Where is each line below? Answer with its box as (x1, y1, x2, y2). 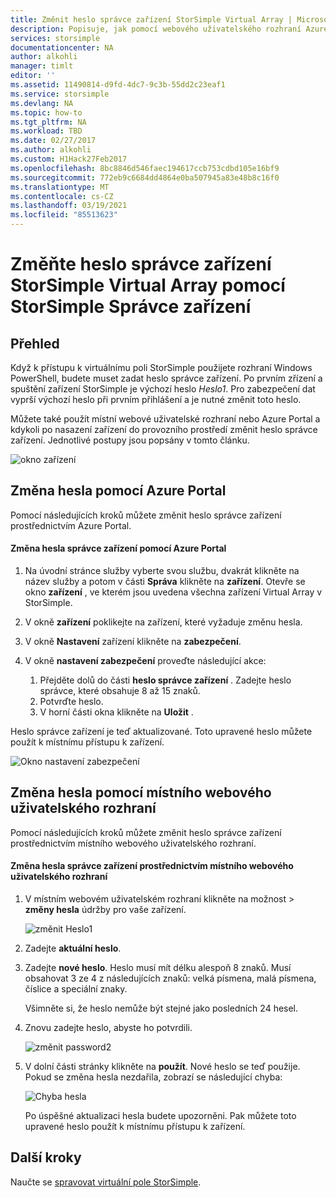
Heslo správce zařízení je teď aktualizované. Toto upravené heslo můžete (10, 726, 313, 738)
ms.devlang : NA (10, 98, 74, 108)
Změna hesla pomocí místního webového (10, 784, 272, 801)
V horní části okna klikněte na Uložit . (39, 706, 194, 718)
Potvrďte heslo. (39, 696, 104, 708)
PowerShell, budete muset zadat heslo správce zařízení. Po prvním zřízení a (10, 372, 323, 384)
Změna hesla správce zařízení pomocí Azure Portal (10, 542, 227, 555)
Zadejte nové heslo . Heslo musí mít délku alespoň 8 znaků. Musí (24, 962, 292, 974)
